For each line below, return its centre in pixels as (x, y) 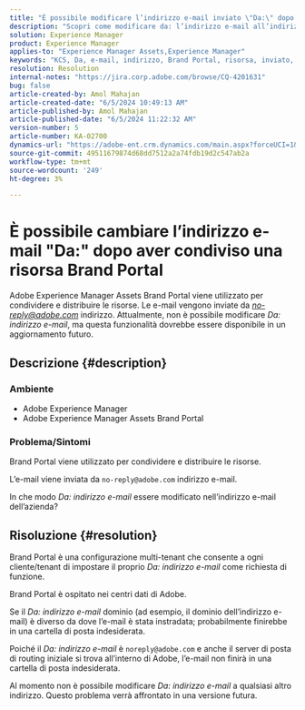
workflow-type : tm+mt (50, 162)
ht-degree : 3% (36, 178)
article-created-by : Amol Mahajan (75, 94)
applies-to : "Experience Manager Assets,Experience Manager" (128, 52)
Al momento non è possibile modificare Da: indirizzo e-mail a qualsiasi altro (151, 685)
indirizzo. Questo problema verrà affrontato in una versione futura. (133, 695)
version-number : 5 (44, 128)
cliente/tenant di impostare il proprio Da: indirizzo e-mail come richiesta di (148, 566)
